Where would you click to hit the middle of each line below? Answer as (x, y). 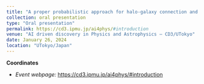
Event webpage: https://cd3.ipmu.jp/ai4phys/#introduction (89, 74)
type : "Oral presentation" (41, 23)
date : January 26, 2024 (37, 40)
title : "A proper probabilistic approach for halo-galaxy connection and (102, 12)
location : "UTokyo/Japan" (39, 46)
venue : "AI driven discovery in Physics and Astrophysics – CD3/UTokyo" (101, 34)
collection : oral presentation (46, 18)
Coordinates (22, 63)
